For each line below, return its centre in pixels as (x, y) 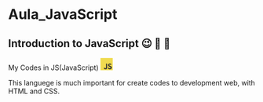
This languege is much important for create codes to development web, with (131, 83)
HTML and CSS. (34, 91)
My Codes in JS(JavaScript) (54, 67)
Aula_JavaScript (63, 15)
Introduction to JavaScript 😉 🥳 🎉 (89, 44)
